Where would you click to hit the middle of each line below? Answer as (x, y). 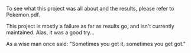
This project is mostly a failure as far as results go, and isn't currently (90, 26)
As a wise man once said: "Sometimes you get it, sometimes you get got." (96, 44)
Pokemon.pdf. (23, 15)
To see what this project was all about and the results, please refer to (90, 9)
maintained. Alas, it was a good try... (50, 32)
